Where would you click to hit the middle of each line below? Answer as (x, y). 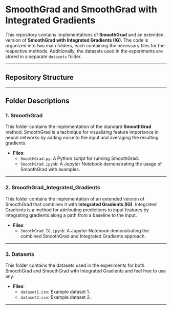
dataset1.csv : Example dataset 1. (55, 292)
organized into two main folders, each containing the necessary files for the (85, 45)
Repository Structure (40, 77)
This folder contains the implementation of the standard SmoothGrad (78, 126)
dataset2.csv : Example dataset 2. (56, 297)
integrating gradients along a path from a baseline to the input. (71, 215)
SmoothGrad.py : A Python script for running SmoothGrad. (80, 158)
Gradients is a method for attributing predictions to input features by (77, 210)
